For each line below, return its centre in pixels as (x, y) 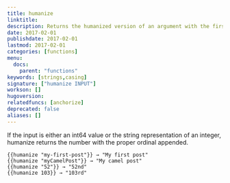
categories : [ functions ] (42, 52)
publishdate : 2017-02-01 (42, 39)
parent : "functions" (49, 71)
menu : (15, 58)
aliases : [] (24, 115)
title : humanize (30, 13)
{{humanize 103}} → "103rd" (47, 173)
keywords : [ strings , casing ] (47, 77)
